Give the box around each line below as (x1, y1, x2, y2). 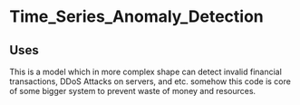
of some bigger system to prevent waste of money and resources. (9, 86, 256, 96)
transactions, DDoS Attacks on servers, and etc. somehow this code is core (9, 76, 292, 87)
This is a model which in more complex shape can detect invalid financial (9, 66, 283, 77)
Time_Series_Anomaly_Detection (9, 6, 265, 27)
